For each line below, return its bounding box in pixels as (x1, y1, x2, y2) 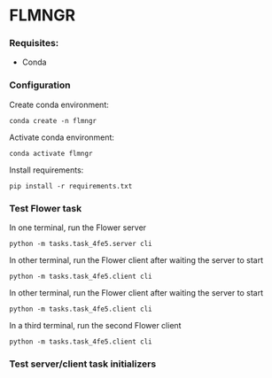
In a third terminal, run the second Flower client (9, 320, 182, 331)
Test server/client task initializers (9, 358, 157, 370)
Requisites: (9, 37, 59, 50)
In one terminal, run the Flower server (9, 222, 147, 233)
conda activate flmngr (9, 149, 93, 158)
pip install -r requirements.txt (9, 181, 133, 190)
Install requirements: (9, 165, 84, 175)
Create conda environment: (9, 99, 109, 110)
